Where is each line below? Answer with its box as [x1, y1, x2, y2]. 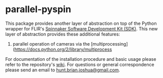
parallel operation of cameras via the [12, 41, 90, 47]
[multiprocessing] [91, 41, 128, 47]
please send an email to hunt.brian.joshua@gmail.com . [5, 67, 121, 73]
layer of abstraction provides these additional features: [5, 31, 120, 37]
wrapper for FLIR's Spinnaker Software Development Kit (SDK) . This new [5, 25, 158, 31]
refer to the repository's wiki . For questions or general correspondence [5, 61, 154, 67]
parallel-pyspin [5, 4, 71, 15]
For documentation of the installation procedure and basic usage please [5, 56, 156, 62]
